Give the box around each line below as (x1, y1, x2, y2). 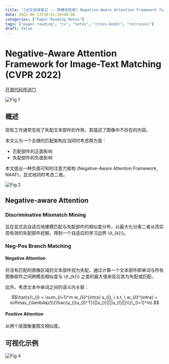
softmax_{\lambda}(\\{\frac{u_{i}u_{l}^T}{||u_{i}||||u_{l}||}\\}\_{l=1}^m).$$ (10, 299, 159, 306)
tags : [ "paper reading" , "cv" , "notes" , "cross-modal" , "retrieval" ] (5, 21, 154, 27)
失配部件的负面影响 (12, 154, 53, 160)
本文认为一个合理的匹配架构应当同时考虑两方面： (5, 137, 107, 144)
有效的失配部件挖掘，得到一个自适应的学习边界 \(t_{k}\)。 (9, 230, 128, 236)
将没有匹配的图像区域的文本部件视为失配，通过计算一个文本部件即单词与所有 (5, 267, 164, 273)
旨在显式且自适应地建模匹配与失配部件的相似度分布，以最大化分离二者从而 (5, 223, 159, 229)
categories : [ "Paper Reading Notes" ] (5, 17, 84, 22)
